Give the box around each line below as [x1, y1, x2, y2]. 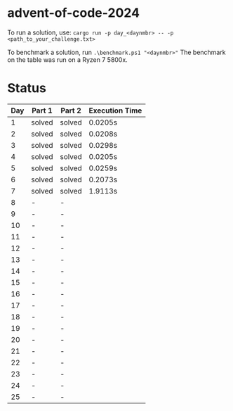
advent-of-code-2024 [7, 5, 140, 21]
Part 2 [60, 106, 82, 115]
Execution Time [88, 106, 142, 115]
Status [7, 80, 47, 96]
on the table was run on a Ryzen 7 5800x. [7, 55, 128, 64]
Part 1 [31, 106, 53, 115]
